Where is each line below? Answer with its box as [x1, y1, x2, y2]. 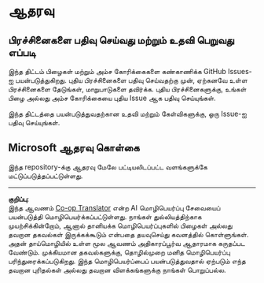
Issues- [227, 67, 253, 76]
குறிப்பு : [8, 194, 30, 203]
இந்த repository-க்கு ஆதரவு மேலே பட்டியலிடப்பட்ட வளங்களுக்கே [8, 162, 208, 171]
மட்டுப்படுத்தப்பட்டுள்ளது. [8, 171, 83, 181]
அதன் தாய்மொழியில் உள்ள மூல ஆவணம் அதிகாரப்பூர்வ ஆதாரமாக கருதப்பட [8, 238, 245, 248]
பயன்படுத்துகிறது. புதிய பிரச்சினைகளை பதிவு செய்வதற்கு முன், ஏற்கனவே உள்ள [15, 76, 247, 84]
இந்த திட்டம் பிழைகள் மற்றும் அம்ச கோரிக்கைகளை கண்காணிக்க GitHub [8, 67, 226, 76]
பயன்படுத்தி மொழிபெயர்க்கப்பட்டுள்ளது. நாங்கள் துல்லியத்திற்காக [8, 211, 202, 222]
